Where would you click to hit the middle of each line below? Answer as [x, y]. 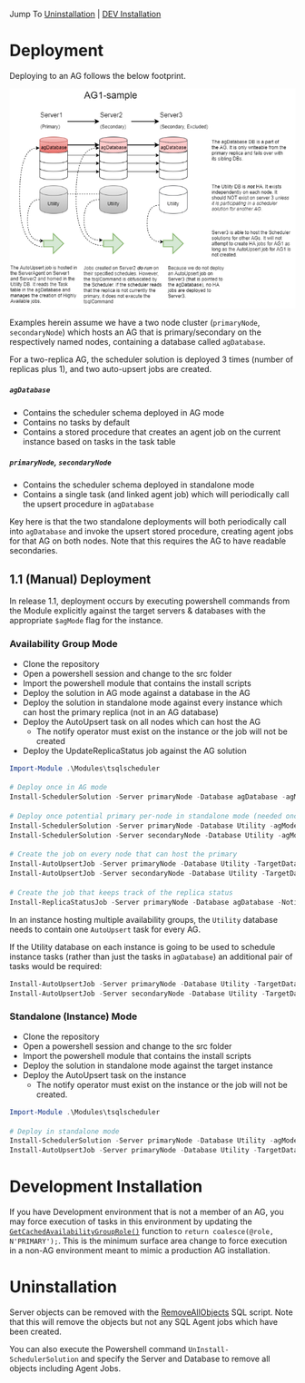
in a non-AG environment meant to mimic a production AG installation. [140, 1251]
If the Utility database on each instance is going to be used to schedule [143, 947]
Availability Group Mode [64, 644]
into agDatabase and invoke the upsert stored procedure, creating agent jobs [152, 532]
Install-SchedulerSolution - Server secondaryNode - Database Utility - [146, 835]
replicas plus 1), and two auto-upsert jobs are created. [111, 368]
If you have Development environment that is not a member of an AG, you [147, 1212]
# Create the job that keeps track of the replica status [121, 893]
